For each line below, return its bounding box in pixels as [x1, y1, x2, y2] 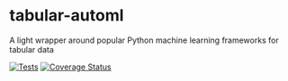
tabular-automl [9, 5, 124, 26]
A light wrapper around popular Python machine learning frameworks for [9, 35, 279, 45]
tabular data [9, 44, 54, 54]
